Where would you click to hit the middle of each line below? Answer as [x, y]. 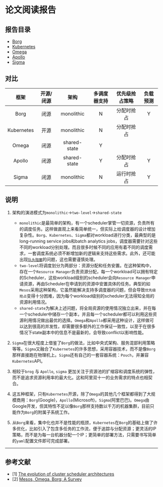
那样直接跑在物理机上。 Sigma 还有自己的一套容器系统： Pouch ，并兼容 [80, 355]
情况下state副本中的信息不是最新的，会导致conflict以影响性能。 [83, 332]
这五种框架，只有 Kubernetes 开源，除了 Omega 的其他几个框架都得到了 [79, 394]
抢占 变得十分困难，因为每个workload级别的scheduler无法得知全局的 [87, 296]
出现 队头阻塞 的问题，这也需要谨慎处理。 [58, 259]
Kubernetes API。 [28, 361]
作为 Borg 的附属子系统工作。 [44, 412]
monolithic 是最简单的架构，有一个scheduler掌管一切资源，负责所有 [87, 223]
